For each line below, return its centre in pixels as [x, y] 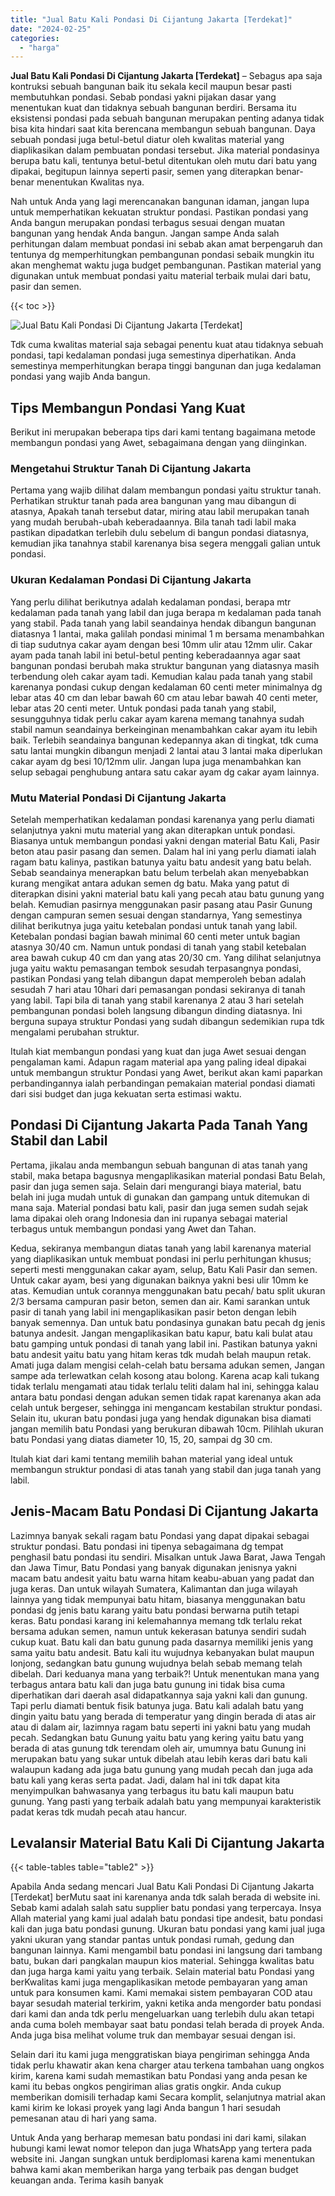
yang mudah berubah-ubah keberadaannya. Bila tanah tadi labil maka [153, 522]
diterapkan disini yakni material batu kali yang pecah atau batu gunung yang [167, 893]
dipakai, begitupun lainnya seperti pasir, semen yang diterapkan [142, 172]
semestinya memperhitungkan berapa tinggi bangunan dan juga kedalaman [166, 366]
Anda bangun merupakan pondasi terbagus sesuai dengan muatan [148, 223]
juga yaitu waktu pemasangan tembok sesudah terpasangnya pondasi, [156, 968]
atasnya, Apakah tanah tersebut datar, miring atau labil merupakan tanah [160, 512]
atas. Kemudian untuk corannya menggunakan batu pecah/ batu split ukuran [168, 1290]
